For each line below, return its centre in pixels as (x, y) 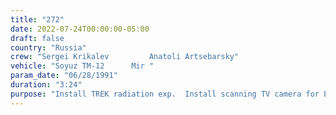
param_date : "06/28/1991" (64, 76)
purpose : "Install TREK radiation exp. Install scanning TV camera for (165, 94)
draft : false (37, 38)
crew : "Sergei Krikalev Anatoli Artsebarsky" (125, 57)
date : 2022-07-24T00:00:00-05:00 (80, 29)
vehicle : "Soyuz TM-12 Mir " (82, 66)
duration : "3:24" (46, 85)
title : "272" (37, 19)
